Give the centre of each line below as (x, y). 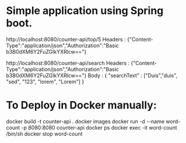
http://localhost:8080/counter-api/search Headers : (68, 63)
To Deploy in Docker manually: (82, 105)
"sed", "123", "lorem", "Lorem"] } (45, 81)
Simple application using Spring (85, 11)
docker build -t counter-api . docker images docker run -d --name (85, 121)
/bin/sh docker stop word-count (44, 134)
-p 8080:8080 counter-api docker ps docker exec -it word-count (99, 127)
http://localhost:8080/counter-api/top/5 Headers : (66, 39)
